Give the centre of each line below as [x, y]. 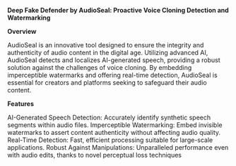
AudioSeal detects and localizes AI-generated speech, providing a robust [114, 60]
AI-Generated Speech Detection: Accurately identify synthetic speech [109, 117]
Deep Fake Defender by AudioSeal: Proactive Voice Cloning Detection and [118, 10]
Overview [22, 31]
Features [20, 104]
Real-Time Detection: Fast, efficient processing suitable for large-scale [110, 140]
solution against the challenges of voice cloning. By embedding [100, 67]
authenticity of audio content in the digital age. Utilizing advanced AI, [108, 53]
